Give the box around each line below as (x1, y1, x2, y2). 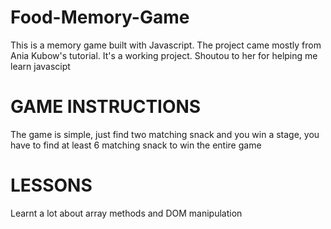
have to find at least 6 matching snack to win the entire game (10, 139, 262, 151)
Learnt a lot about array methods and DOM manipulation (10, 207, 243, 219)
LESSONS (10, 174, 93, 197)
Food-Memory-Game (10, 6, 190, 29)
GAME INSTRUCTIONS (10, 96, 202, 118)
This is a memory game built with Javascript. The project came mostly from (10, 39, 322, 51)
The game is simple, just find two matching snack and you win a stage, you (10, 128, 320, 140)
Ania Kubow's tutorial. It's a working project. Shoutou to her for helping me (10, 49, 318, 61)
